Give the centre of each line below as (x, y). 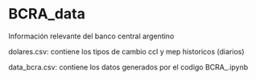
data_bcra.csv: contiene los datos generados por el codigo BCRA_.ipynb (128, 67)
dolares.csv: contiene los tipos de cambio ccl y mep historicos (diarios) (126, 51)
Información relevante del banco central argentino (91, 36)
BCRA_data (47, 14)
